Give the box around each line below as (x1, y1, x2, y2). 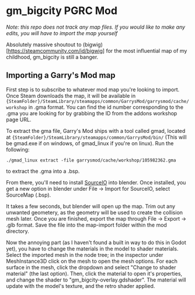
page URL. (6, 116, 32, 123)
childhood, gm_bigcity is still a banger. (6, 53, 99, 60)
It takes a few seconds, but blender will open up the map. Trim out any (6, 203, 176, 210)
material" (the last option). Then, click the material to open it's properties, (6, 270, 183, 277)
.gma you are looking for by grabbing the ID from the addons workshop (6, 109, 177, 116)
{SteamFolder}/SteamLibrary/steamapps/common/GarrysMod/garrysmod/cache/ (6, 98, 190, 104)
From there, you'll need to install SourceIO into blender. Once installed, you (6, 179, 186, 186)
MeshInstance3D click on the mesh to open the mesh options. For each (6, 258, 178, 265)
